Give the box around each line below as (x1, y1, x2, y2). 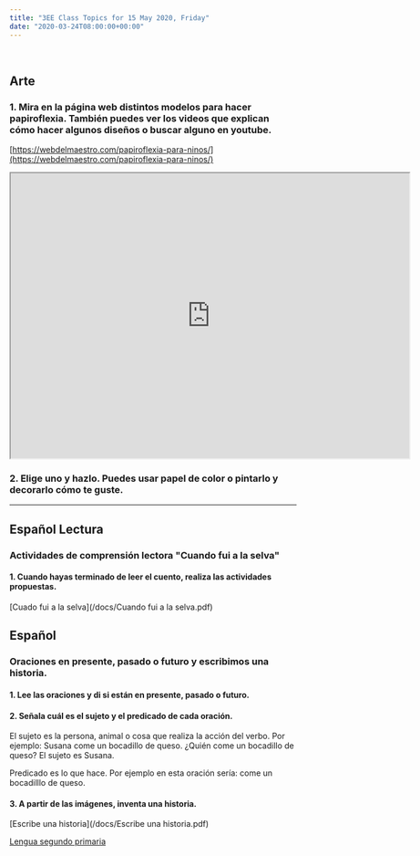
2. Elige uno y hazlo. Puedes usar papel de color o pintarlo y (9, 472, 279, 485)
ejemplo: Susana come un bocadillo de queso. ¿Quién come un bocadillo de (9, 740, 294, 751)
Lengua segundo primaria (9, 836, 107, 847)
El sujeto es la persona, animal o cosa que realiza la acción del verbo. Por (9, 731, 285, 742)
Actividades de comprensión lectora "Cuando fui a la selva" (9, 548, 280, 561)
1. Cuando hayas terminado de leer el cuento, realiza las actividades (9, 571, 271, 582)
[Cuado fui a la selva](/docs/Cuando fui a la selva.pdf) (9, 601, 213, 612)
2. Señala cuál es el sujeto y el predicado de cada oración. (9, 710, 233, 721)
